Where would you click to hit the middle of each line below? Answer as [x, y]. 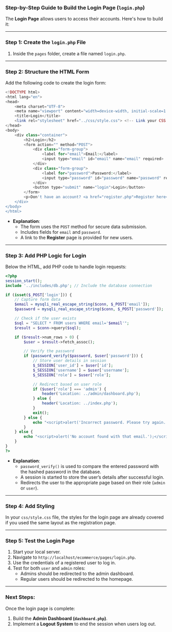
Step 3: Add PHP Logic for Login [46, 255]
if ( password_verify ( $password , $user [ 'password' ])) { [83, 356]
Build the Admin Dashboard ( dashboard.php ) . [60, 618]
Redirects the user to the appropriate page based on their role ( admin [93, 482]
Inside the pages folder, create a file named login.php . [69, 53]
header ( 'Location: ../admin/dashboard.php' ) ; [91, 394]
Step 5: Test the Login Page [40, 541]
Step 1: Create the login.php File [46, 43]
